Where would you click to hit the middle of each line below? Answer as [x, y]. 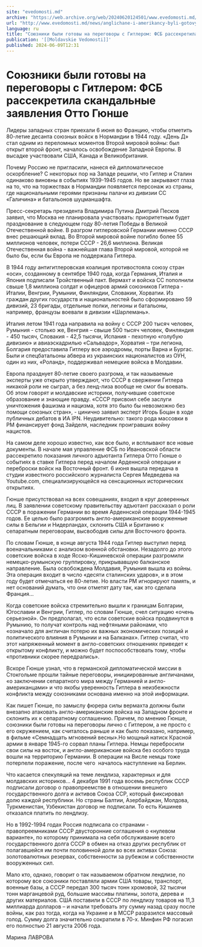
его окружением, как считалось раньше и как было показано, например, [101, 731]
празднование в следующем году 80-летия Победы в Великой [87, 224]
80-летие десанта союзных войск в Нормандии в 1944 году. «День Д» [97, 136]
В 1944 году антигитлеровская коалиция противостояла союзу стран [95, 267]
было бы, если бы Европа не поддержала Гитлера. [72, 256]
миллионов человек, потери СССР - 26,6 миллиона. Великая [85, 243]
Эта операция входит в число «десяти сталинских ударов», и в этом [95, 574]
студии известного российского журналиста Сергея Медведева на [93, 474]
